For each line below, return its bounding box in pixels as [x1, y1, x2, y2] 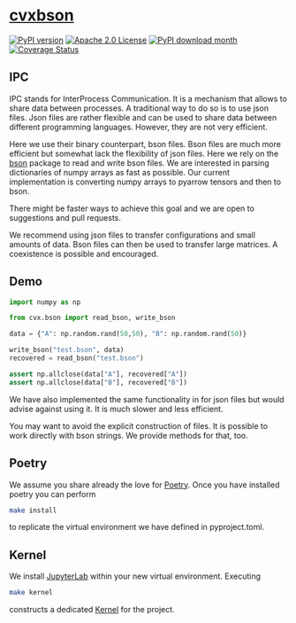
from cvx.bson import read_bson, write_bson [9, 314, 176, 323]
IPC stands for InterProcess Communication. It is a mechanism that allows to [9, 93, 287, 104]
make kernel [9, 588, 53, 597]
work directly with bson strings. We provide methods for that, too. [9, 430, 249, 440]
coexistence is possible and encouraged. [9, 248, 159, 259]
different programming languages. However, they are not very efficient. [9, 121, 268, 132]
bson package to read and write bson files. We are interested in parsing [9, 157, 269, 168]
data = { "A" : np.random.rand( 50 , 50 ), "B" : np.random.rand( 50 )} [9, 330, 247, 339]
